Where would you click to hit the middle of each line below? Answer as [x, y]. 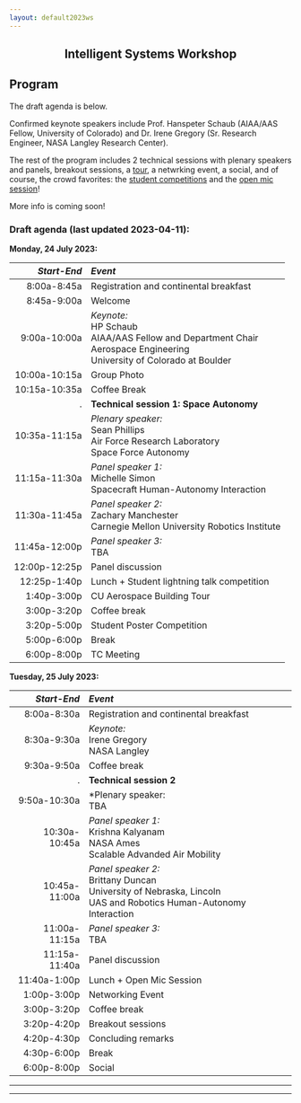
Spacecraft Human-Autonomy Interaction [179, 490]
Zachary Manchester [135, 516]
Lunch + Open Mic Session [145, 980]
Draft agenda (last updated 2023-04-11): [99, 229]
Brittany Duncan [122, 880]
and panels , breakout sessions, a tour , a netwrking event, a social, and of [144, 169]
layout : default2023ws [52, 18]
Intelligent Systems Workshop [150, 54]
